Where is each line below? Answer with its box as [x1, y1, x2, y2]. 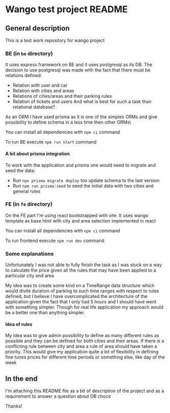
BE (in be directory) [5, 50, 53, 57]
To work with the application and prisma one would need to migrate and [5, 162, 156, 168]
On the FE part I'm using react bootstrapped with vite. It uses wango [5, 212, 149, 218]
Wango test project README [5, 4, 128, 15]
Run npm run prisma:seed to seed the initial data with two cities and [12, 182, 154, 189]
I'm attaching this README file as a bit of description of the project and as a [5, 388, 164, 394]
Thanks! [5, 403, 22, 409]
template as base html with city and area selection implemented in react [5, 217, 156, 224]
